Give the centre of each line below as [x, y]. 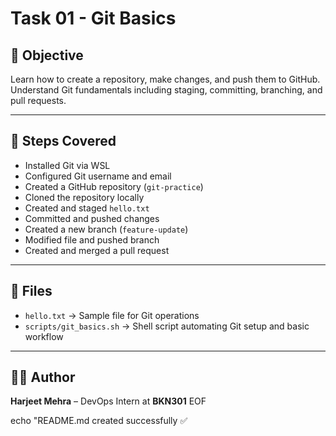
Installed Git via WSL [67, 165]
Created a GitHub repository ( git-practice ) [114, 186]
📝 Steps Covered [63, 141]
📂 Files [31, 291]
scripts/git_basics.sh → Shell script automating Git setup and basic [167, 326]
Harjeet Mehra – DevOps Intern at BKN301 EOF [108, 401]
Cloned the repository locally [84, 197]
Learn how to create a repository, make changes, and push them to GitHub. [165, 79]
